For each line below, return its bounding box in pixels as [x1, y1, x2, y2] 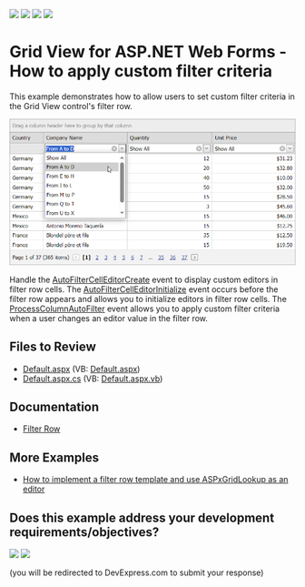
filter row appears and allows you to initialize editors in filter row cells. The [9, 293, 288, 304]
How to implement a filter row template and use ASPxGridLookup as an [22, 474, 289, 485]
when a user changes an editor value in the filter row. [9, 312, 209, 323]
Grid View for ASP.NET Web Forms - [9, 42, 288, 63]
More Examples [9, 450, 100, 465]
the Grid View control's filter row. [9, 100, 133, 111]
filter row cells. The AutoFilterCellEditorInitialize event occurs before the [9, 283, 279, 295]
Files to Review [9, 339, 97, 355]
